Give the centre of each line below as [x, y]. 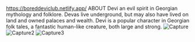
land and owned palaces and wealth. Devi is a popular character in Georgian [98, 20]
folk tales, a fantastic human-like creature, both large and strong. [84, 26]
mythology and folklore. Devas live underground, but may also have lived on [97, 14]
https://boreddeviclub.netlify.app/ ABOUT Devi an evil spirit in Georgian [92, 8]
